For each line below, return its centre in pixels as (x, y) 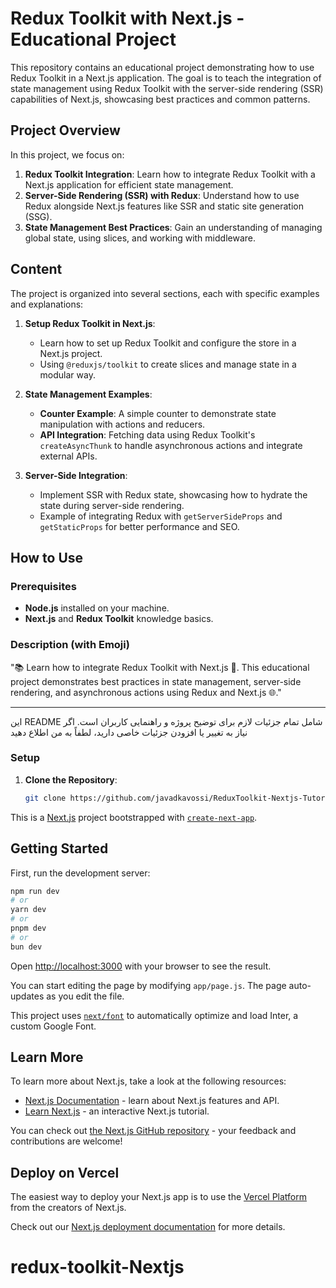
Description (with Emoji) (70, 645)
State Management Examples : (88, 394)
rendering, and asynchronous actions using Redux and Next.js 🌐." (146, 692)
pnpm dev (28, 928)
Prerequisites (43, 586)
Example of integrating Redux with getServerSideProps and (161, 516)
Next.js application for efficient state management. (129, 184)
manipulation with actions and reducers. (122, 424)
